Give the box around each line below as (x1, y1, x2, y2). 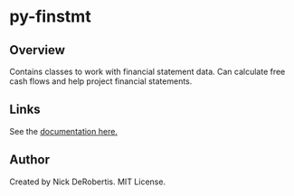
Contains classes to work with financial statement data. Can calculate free (9, 66, 286, 77)
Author (9, 152, 50, 168)
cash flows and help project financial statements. (9, 76, 193, 87)
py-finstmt (9, 6, 92, 27)
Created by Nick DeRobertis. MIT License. (9, 176, 166, 187)
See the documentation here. (9, 126, 118, 136)
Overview (9, 42, 66, 58)
